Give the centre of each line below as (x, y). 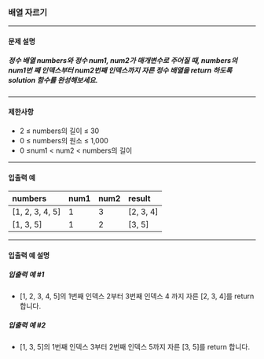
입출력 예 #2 (27, 325)
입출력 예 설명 (29, 255)
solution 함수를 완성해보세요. (53, 80)
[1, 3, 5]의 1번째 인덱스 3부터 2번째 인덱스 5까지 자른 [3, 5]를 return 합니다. (134, 346)
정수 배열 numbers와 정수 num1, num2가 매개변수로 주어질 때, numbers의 (123, 61)
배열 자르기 (28, 12)
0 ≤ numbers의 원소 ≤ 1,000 (64, 141)
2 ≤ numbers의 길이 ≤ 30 (59, 131)
